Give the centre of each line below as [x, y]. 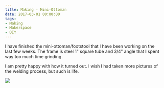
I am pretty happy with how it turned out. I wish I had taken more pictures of [82, 66]
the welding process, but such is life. [42, 71]
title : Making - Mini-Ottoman [36, 10]
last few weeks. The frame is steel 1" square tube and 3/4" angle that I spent [82, 51]
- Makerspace [18, 28]
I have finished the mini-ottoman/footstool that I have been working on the [80, 46]
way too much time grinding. [34, 56]
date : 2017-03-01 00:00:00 [33, 14]
